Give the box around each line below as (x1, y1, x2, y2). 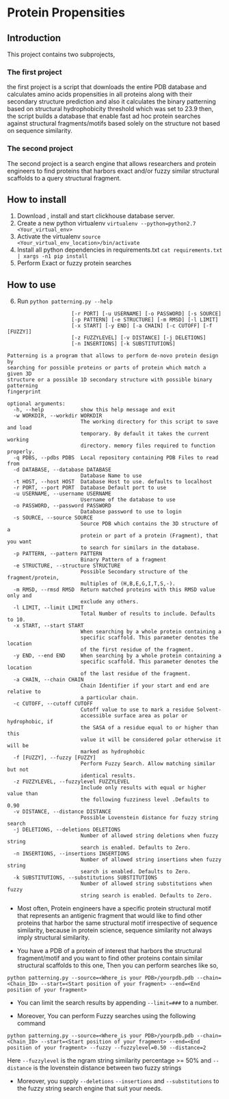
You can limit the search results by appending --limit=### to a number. (16, 999, 219, 1007)
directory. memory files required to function (80, 442, 215, 450)
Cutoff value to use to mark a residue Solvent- (80, 706, 222, 714)
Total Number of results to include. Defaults (80, 610, 215, 618)
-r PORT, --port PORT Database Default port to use (13, 485, 167, 492)
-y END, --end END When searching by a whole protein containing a (13, 653, 222, 660)
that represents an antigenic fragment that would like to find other (16, 912, 203, 920)
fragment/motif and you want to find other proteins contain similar (16, 954, 203, 963)
